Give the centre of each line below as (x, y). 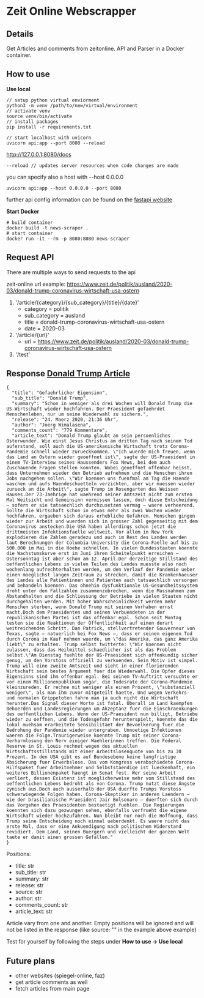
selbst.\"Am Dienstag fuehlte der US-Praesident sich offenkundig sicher (102, 655)
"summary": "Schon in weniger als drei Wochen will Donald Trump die (102, 404)
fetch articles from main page (52, 989)
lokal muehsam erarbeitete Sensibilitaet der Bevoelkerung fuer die (95, 725)
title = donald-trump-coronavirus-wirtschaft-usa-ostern (94, 322)
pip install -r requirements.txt (49, 127)
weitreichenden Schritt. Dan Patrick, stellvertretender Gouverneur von (101, 628)
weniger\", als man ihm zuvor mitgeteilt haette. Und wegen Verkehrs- (98, 693)
